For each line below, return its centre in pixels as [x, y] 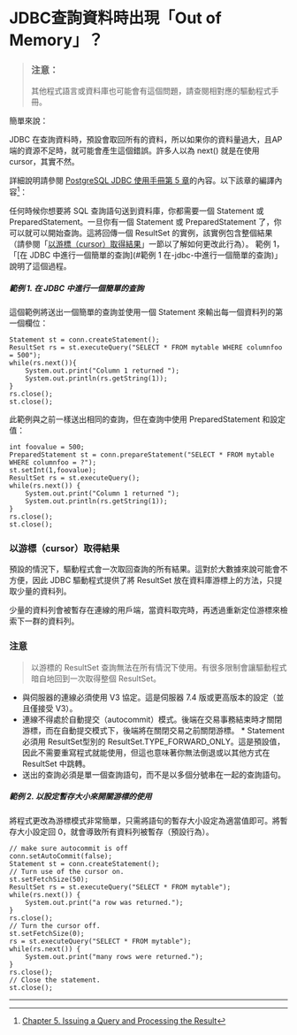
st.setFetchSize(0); [47, 933]
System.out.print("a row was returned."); [104, 902]
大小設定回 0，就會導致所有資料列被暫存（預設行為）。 [115, 832]
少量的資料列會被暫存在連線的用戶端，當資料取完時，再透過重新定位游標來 [145, 610]
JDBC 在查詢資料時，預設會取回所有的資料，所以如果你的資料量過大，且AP [146, 140]
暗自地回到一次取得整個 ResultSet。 [96, 678]
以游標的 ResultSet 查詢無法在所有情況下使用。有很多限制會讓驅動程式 [159, 667]
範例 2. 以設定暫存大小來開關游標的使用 [80, 796]
